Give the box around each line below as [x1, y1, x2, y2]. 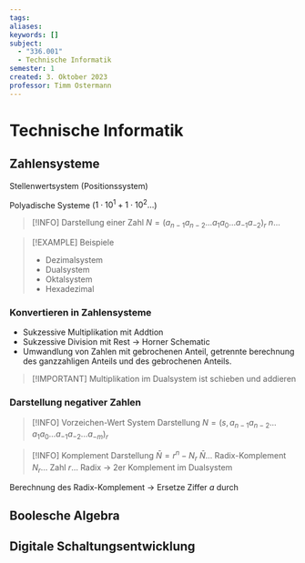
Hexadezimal [45, 284, 95, 295]
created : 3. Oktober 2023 [9, 73, 107, 82]
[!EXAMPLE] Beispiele [31, 237, 115, 248]
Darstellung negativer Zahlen [9, 397, 142, 409]
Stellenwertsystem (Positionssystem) [9, 180, 148, 191]
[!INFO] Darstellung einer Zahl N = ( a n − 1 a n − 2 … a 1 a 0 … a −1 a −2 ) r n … [31, 217, 280, 230]
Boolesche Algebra [9, 508, 120, 523]
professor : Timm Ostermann [9, 81, 112, 90]
